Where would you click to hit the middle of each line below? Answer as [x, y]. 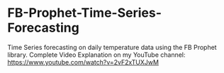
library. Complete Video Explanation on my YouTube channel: [96, 55]
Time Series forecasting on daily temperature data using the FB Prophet [112, 47]
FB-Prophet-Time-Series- [84, 13]
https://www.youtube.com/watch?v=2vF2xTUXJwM [83, 62]
